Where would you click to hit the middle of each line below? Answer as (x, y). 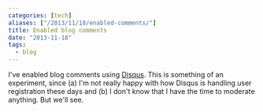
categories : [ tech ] (40, 15)
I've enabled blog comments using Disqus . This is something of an (116, 75)
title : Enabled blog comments (58, 30)
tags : (17, 45)
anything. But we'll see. (46, 100)
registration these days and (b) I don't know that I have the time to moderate (131, 91)
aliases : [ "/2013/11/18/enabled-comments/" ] (82, 23)
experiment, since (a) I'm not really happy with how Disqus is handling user (130, 83)
